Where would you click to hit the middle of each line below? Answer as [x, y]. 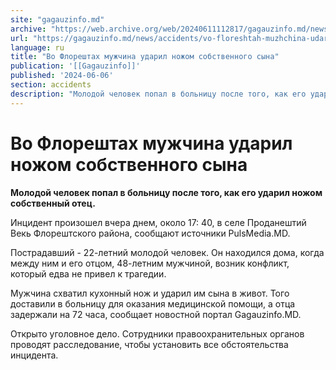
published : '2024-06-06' [62, 76]
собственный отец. [53, 203]
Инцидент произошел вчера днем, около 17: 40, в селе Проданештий [158, 222]
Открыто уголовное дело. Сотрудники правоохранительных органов [157, 333]
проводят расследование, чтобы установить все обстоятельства [149, 344]
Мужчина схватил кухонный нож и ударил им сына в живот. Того [150, 293]
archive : [28, 29]
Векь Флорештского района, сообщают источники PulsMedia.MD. [150, 233]
